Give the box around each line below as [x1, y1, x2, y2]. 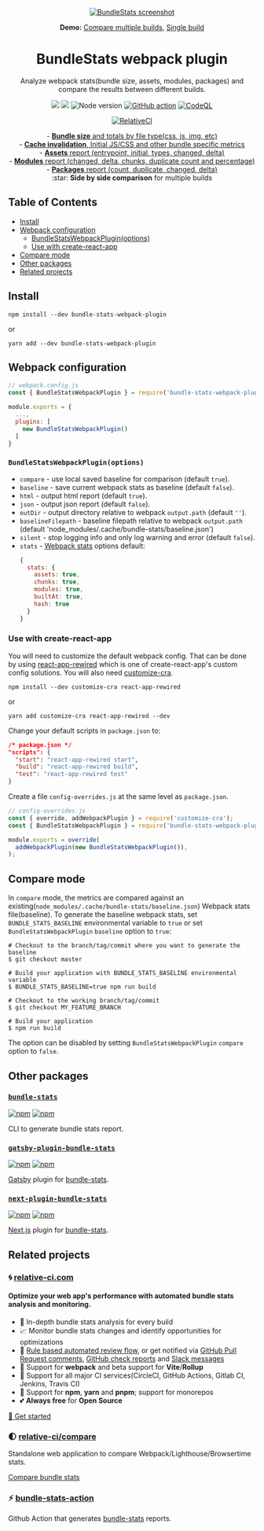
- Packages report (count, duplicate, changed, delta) [46, 164, 218, 174]
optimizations [19, 1337, 64, 1346]
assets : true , [34, 571, 80, 579]
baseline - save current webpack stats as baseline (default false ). [19, 482, 234, 491]
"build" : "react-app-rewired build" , [15, 763, 139, 771]
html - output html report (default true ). [19, 491, 148, 500]
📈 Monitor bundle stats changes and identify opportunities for [19, 1326, 222, 1335]
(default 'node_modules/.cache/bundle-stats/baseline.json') [19, 524, 214, 534]
